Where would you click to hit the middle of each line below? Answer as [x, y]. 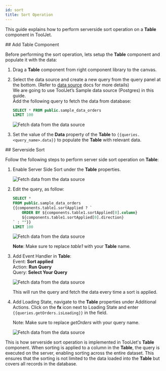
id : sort [14, 10]
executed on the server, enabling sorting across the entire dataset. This [80, 353]
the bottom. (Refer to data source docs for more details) [71, 85]
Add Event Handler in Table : [42, 256]
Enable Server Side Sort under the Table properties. [67, 169]
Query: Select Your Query [40, 272]
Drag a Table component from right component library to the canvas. [85, 70]
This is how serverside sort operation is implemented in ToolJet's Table [80, 342]
